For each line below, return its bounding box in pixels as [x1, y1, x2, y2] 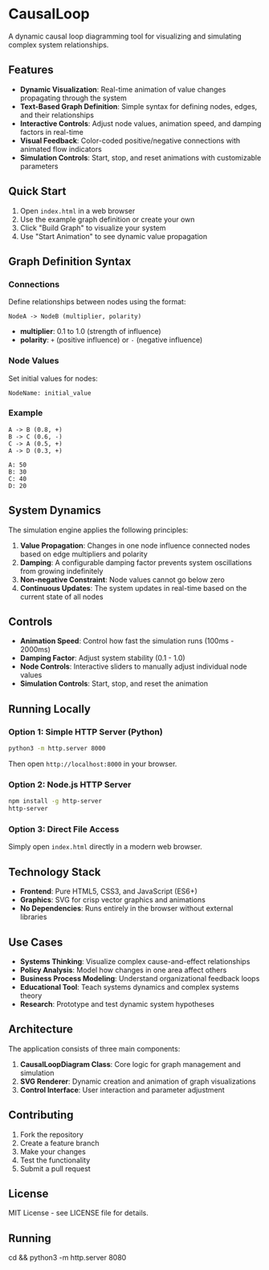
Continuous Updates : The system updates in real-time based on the [19, 583, 247, 592]
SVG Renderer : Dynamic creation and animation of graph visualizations [19, 1077, 256, 1086]
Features [8, 63, 54, 77]
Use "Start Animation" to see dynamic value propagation [19, 231, 208, 241]
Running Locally [8, 702, 91, 715]
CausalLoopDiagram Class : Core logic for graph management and [19, 1059, 241, 1069]
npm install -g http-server [8, 797, 103, 805]
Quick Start [8, 185, 67, 198]
